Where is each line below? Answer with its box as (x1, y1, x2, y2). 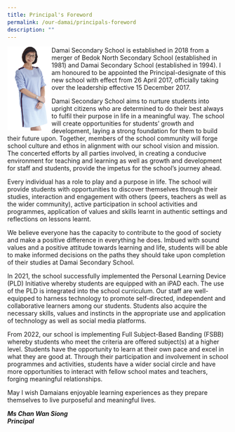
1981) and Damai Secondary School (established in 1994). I (51, 61, 221, 69)
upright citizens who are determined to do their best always (51, 104, 224, 113)
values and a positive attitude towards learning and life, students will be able (7, 243, 228, 252)
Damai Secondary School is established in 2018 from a (51, 46, 209, 55)
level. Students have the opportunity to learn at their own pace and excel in (7, 345, 224, 353)
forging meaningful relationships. (7, 375, 103, 384)
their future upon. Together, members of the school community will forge (7, 134, 218, 143)
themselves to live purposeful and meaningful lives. (7, 396, 156, 405)
